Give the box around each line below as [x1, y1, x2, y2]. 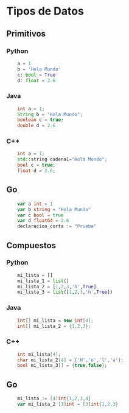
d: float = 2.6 [17, 77, 56, 83]
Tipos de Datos [6, 4, 84, 18]
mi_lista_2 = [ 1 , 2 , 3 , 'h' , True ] [17, 283, 97, 290]
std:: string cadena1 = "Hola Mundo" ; [17, 156, 108, 162]
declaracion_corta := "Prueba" [17, 223, 97, 229]
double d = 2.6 [17, 123, 56, 129]
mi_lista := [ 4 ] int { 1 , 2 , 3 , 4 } [17, 395, 91, 402]
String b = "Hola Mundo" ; [17, 111, 83, 117]
